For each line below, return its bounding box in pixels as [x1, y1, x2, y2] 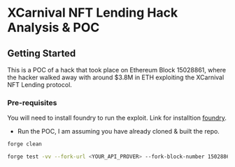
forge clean [7, 141, 42, 148]
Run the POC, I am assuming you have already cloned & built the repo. [17, 127, 220, 136]
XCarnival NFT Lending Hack [7, 5, 178, 21]
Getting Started [7, 47, 76, 59]
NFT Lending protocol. [7, 81, 72, 88]
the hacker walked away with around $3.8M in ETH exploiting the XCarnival [7, 73, 225, 81]
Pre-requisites [7, 97, 57, 107]
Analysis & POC [7, 19, 100, 35]
